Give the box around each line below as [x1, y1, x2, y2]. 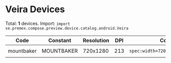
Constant [48, 37, 71, 44]
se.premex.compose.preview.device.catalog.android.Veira [5, 25, 129, 31]
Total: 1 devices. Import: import [5, 20, 70, 26]
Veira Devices [5, 4, 65, 15]
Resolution [82, 37, 109, 44]
